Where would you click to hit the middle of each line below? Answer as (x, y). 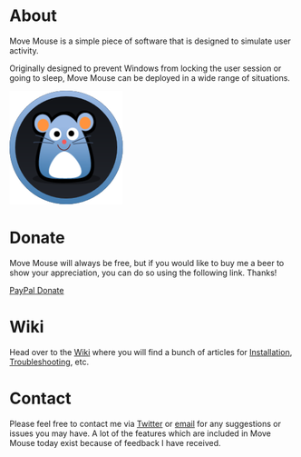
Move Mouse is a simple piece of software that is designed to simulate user (150, 41)
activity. (24, 50)
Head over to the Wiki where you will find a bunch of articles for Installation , (151, 352)
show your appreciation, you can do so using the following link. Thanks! (143, 273)
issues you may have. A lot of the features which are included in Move (141, 433)
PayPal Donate (37, 290)
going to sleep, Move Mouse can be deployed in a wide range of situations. (150, 77)
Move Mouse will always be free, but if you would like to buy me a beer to (147, 263)
